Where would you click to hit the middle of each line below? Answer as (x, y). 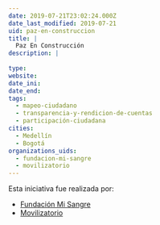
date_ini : (25, 83)
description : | (34, 53)
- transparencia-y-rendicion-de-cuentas (84, 114)
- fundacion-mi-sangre (53, 158)
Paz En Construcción (50, 46)
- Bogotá (30, 143)
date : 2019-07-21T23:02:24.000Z (62, 16)
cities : (21, 128)
